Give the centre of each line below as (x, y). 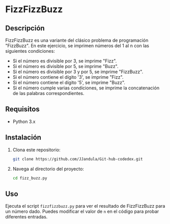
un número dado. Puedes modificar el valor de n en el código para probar (82, 211)
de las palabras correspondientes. (49, 93)
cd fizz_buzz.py (30, 178)
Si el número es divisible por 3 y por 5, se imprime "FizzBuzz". (78, 72)
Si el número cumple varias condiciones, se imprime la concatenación (86, 88)
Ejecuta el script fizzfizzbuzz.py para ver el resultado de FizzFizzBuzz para (85, 206)
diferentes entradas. (26, 217)
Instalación (23, 137)
